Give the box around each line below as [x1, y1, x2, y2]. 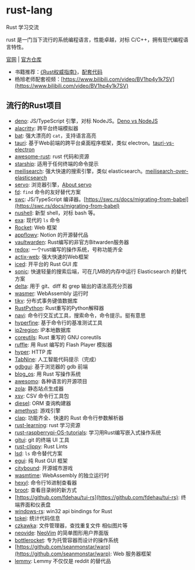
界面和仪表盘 [19, 501, 51, 508]
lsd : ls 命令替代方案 [14, 449, 63, 457]
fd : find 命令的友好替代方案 [14, 188, 81, 195]
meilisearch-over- [145, 168, 189, 175]
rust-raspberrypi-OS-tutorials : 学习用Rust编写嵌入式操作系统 [14, 429, 162, 436]
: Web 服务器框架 [110, 550, 152, 557]
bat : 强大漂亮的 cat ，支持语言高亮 [14, 132, 97, 139]
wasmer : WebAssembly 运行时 [14, 289, 89, 296]
